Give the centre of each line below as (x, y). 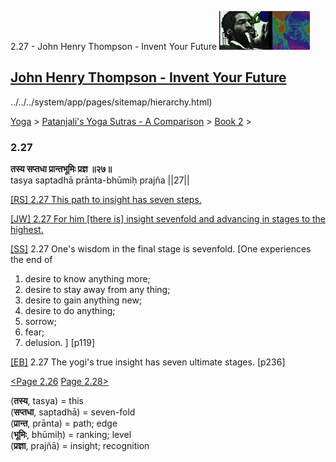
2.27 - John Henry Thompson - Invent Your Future (114, 46)
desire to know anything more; (87, 279)
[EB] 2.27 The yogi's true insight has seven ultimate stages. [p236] (148, 362)
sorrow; (40, 322)
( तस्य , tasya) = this (47, 401)
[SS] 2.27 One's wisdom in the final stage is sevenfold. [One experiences (161, 249)
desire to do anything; (70, 311)
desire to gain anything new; (83, 300)
